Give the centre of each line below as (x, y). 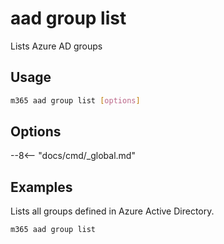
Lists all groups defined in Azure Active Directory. (112, 211)
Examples (41, 187)
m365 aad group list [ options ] (75, 100)
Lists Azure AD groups (56, 46)
